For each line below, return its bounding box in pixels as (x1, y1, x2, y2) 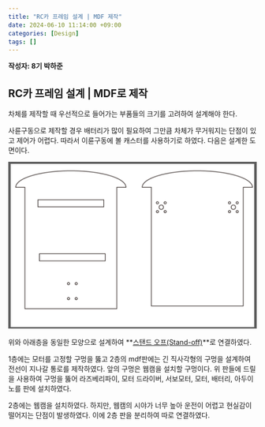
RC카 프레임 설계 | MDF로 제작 (8, 87, 148, 100)
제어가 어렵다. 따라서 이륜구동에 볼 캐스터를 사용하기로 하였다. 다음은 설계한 (16, 136, 248, 145)
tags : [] (8, 38, 37, 46)
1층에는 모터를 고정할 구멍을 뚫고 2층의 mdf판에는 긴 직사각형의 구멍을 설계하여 (8, 354, 251, 364)
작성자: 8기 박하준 (8, 62, 63, 71)
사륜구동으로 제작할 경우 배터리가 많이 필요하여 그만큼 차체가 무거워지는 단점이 (8, 126, 248, 136)
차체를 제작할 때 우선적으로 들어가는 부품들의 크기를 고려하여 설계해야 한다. (8, 109, 238, 118)
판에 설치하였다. (22, 384, 72, 394)
